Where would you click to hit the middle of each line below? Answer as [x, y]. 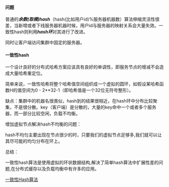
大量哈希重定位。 [27, 73]
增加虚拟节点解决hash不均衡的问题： [43, 124]
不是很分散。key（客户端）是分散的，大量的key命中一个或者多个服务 [85, 107]
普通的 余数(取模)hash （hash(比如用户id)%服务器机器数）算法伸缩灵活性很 [82, 19]
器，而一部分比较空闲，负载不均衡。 [43, 114]
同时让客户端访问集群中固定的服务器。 [45, 43]
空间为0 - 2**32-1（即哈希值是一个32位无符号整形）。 [78, 90]
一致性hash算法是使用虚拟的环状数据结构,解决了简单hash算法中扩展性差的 [82, 162]
